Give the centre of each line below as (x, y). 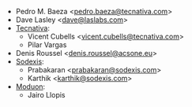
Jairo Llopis (46, 95)
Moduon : (30, 87)
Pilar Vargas (47, 45)
